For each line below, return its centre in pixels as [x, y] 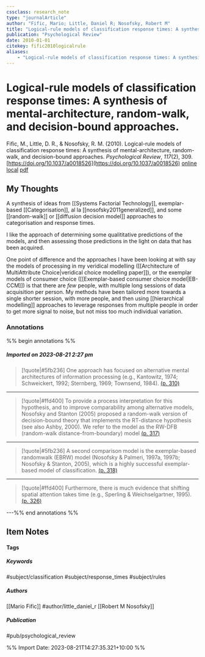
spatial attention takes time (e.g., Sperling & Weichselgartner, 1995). [106, 494]
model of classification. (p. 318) [78, 470]
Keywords [20, 561]
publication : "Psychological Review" [54, 35]
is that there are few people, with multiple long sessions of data [106, 285]
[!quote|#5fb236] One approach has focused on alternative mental [105, 370]
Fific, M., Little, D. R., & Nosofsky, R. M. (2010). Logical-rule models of [94, 144]
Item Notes [27, 532]
